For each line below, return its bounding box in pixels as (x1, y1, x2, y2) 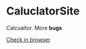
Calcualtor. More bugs (6, 24, 62, 31)
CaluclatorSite (6, 4, 80, 18)
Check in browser (6, 36, 50, 43)
